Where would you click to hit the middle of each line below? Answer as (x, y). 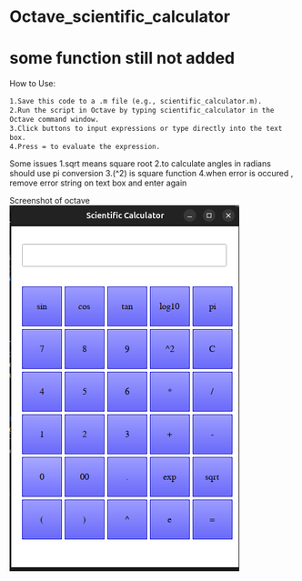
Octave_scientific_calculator (120, 17)
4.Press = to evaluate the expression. (85, 147)
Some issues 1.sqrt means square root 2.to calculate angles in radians (140, 164)
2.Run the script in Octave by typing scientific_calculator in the (142, 111)
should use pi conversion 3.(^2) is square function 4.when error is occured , (151, 174)
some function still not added (122, 59)
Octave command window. (55, 120)
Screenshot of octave (50, 201)
